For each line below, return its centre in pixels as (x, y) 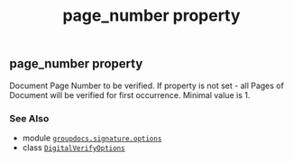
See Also (29, 118)
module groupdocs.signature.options (92, 138)
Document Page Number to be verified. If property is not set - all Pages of (146, 85)
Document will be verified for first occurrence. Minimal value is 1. (130, 94)
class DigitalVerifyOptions (73, 147)
